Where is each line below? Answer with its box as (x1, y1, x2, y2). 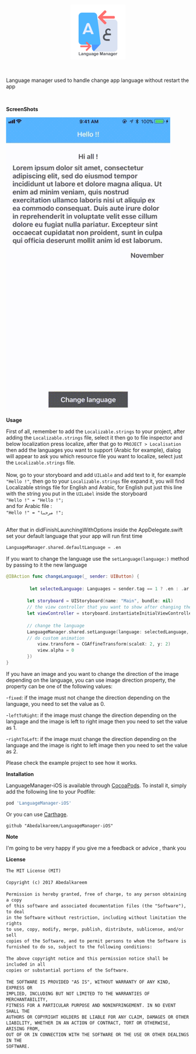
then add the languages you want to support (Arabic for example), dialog (6, 447, 181, 454)
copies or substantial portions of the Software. (6, 967, 129, 973)
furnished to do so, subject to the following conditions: (6, 944, 153, 950)
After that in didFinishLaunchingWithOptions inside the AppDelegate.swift (6, 526, 183, 533)
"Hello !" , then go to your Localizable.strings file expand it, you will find (6, 478, 185, 485)
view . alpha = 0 (37, 647, 75, 654)
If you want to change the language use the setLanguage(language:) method (6, 555, 190, 562)
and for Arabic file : (6, 502, 52, 509)
